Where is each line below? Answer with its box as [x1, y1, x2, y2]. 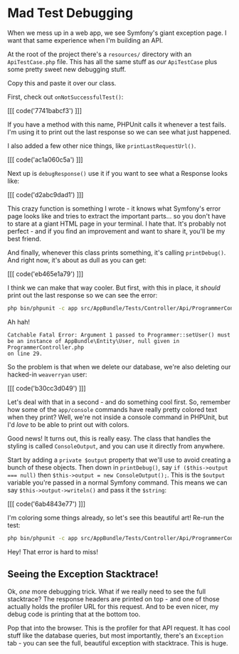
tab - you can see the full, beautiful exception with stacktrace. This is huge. [7, 638, 229, 647]
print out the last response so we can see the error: [7, 290, 158, 300]
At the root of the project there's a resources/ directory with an [7, 50, 192, 58]
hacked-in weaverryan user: [7, 370, 87, 379]
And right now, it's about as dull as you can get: [7, 255, 147, 264]
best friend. [7, 234, 41, 243]
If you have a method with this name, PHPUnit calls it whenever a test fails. [7, 120, 226, 129]
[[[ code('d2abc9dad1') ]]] [7, 190, 84, 199]
